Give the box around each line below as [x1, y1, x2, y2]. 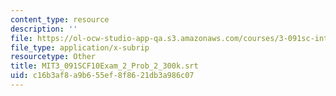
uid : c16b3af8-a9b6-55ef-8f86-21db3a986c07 [10, 71, 195, 81]
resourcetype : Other [10, 52, 97, 62]
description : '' [10, 24, 78, 34]
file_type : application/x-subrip [10, 42, 150, 53]
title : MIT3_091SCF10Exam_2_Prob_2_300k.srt [10, 61, 199, 71]
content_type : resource [10, 14, 110, 25]
